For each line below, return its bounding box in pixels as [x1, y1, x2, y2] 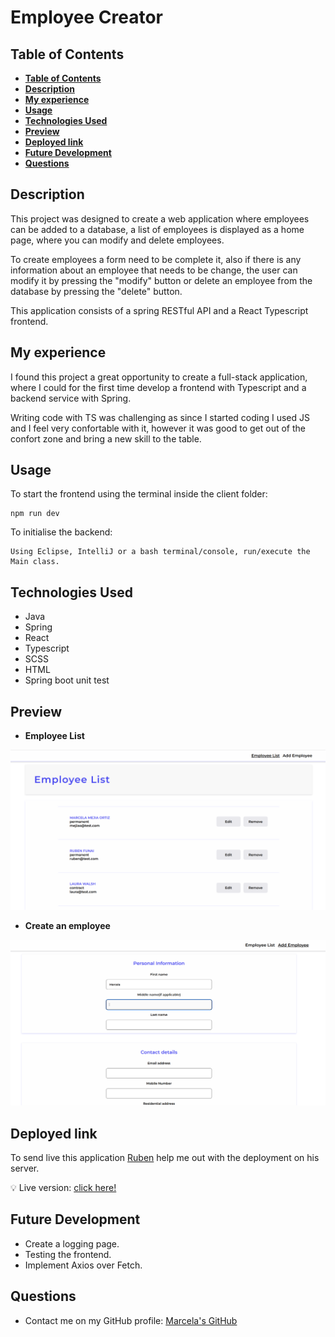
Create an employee [24, 920, 111, 931]
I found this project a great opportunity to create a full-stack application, [10, 371, 308, 383]
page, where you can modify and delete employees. [10, 234, 225, 246]
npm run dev [10, 509, 60, 519]
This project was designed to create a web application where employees [10, 212, 310, 225]
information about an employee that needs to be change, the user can [10, 264, 298, 276]
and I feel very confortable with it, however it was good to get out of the [10, 422, 306, 434]
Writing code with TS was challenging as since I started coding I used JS [10, 411, 311, 423]
